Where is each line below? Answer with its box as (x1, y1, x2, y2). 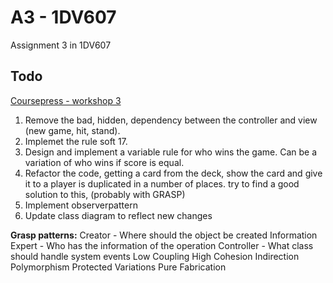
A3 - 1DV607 (10, 6, 117, 29)
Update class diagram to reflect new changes (24, 209, 213, 221)
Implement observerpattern (24, 199, 138, 211)
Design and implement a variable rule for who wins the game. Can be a (24, 146, 318, 158)
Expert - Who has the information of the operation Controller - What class (10, 239, 314, 251)
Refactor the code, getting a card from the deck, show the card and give (24, 167, 323, 179)
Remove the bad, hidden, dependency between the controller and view (24, 114, 318, 126)
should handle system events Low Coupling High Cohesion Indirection (10, 250, 300, 262)
